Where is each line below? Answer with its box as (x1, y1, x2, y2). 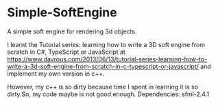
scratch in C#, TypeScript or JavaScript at (7, 48, 125, 56)
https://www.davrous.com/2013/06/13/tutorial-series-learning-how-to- (7, 55, 208, 63)
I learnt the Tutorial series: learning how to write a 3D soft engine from (7, 40, 206, 48)
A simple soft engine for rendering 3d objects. (7, 27, 137, 35)
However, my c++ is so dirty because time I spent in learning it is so (7, 82, 199, 91)
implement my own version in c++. (7, 70, 105, 78)
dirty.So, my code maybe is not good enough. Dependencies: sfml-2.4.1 (7, 90, 210, 98)
